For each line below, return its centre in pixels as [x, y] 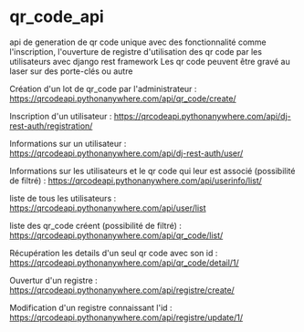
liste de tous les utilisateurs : [63, 198]
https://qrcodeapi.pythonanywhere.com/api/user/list [108, 208]
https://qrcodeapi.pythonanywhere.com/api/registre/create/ [122, 290]
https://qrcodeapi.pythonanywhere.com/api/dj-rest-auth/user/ [126, 153]
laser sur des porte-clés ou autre [71, 71]
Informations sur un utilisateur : [68, 143]
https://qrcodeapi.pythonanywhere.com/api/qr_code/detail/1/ [124, 263]
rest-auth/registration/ [51, 126]
